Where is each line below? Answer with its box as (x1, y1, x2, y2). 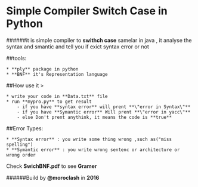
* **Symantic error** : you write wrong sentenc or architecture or (6, 146, 180, 153)
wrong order (6, 152, 36, 158)
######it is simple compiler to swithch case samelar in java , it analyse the (6, 36, 192, 44)
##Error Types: (6, 124, 44, 132)
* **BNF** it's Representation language (6, 71, 109, 77)
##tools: (6, 54, 27, 62)
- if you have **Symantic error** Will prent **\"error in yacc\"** (17, 109, 191, 115)
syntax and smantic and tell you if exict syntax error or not (6, 43, 149, 50)
